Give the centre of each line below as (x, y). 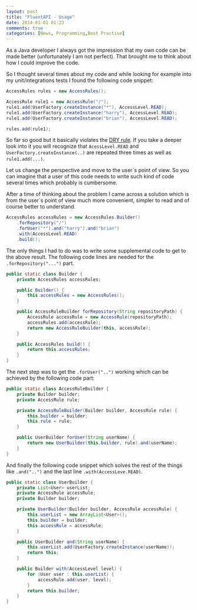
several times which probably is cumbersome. (62, 183)
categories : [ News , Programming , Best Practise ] (66, 34)
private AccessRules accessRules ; (59, 279)
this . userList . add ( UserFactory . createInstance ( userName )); (101, 547)
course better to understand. (41, 207)
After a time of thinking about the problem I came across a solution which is (98, 194)
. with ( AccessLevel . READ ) (47, 234)
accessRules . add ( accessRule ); (64, 322)
